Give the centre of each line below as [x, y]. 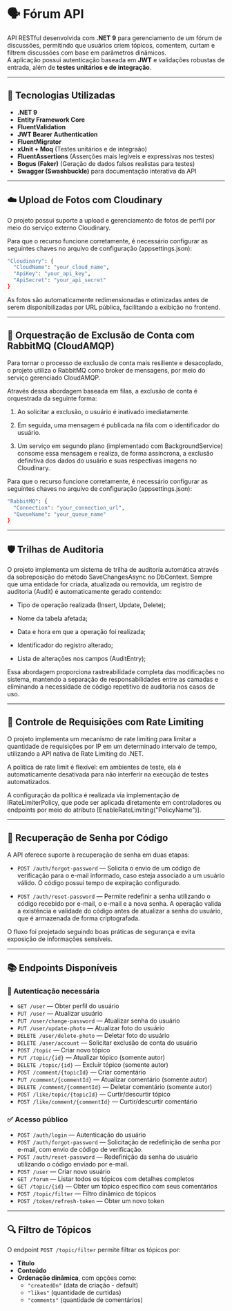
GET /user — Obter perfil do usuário [68, 1006]
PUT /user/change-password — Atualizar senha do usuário [99, 1021]
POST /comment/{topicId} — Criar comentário [81, 1072]
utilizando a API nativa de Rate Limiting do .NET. [75, 753]
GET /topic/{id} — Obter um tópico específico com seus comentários [117, 1186]
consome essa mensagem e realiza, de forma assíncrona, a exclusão [115, 453]
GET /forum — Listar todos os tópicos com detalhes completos [106, 1179]
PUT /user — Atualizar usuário [60, 1014]
